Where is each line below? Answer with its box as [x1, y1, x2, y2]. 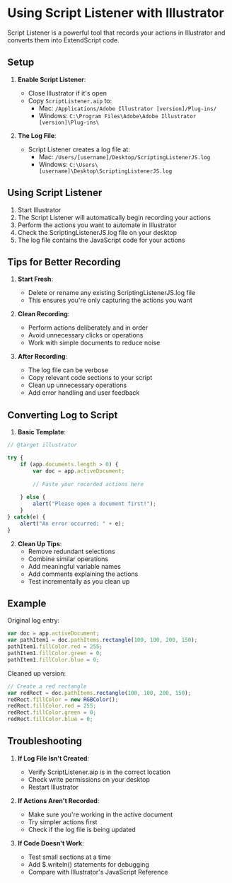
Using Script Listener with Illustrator [7, 5, 224, 21]
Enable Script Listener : [17, 75, 86, 83]
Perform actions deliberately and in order [28, 323, 149, 332]
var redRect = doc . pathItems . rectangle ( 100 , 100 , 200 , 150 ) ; [7, 689, 192, 696]
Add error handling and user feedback [28, 388, 140, 397]
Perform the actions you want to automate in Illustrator [17, 221, 177, 229]
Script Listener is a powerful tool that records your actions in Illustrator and [7, 28, 226, 37]
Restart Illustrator [28, 783, 79, 791]
